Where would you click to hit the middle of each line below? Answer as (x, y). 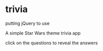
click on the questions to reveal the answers (51, 43)
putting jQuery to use (28, 23)
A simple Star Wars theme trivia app (43, 33)
